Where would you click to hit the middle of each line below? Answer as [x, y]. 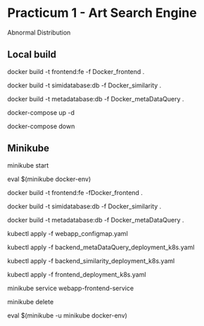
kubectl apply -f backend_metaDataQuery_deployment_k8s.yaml [101, 247]
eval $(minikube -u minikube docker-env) [68, 315]
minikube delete [31, 301]
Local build [32, 55]
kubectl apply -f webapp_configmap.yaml [68, 233]
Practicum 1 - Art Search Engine [102, 13]
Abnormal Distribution [39, 32]
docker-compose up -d [41, 112]
